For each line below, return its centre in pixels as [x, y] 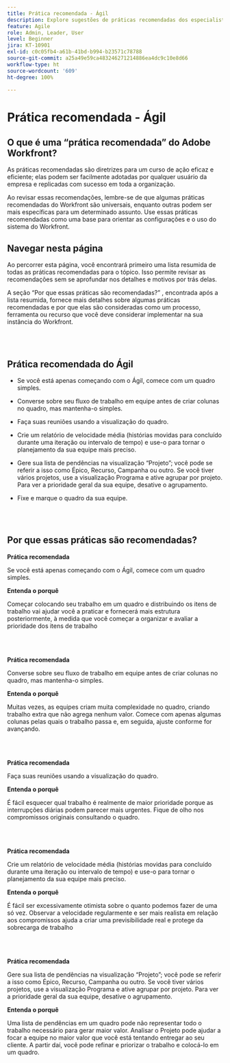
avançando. [24, 729]
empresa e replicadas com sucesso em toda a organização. [91, 184]
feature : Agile [29, 26]
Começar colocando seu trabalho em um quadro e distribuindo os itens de [112, 604]
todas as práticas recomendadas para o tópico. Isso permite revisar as [106, 272]
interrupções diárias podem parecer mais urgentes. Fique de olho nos [105, 810]
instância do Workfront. [40, 322]
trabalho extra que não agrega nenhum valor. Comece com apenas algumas [114, 714]
